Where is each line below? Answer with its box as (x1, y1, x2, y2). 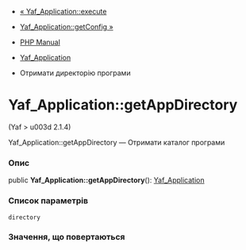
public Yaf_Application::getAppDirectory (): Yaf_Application (8, 175, 205, 185)
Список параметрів (8, 195, 89, 206)
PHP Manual (19, 37, 61, 47)
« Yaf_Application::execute (19, 7, 107, 16)
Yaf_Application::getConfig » (19, 22, 113, 31)
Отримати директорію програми (19, 68, 131, 78)
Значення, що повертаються (8, 232, 125, 243)
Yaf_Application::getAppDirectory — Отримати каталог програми (8, 137, 225, 147)
